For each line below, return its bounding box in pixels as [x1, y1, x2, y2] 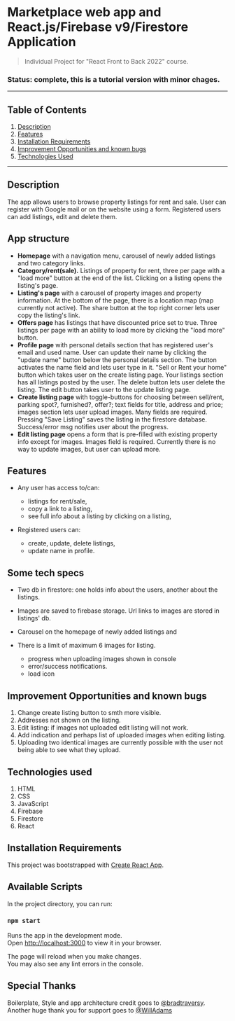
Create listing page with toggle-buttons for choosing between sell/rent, [17, 393, 225, 401]
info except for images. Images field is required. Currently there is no [17, 437, 216, 445]
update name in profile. [27, 547, 95, 555]
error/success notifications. [27, 662, 108, 671]
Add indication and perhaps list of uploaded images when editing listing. [17, 731, 226, 739]
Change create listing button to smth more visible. [17, 709, 162, 717]
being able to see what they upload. [17, 746, 121, 754]
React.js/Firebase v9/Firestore [7, 19, 189, 35]
